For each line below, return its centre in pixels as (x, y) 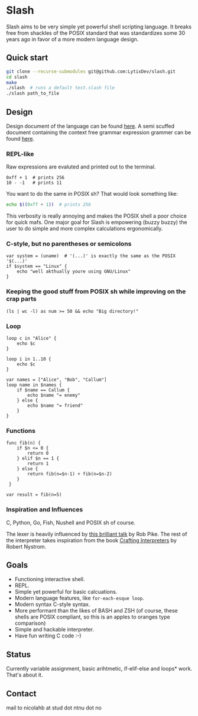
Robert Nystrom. (26, 546)
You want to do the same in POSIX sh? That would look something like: (92, 194)
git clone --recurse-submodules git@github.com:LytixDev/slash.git (91, 72)
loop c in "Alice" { (32, 338)
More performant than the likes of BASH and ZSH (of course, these (96, 611)
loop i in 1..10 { (29, 359)
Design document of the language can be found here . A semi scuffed (90, 126)
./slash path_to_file (33, 93)
